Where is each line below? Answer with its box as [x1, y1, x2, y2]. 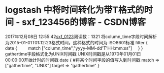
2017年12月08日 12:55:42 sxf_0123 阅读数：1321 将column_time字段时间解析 [5, 34, 157, 39]
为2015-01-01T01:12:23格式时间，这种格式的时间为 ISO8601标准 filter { [5, 39, 148, 45]
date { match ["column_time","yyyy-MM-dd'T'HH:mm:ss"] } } [5, 45, 143, 51]
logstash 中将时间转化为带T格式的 [5, 4, 144, 16]
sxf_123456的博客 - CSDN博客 [22, 17, 146, 28]
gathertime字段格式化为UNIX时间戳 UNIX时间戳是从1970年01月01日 [5, 51, 141, 56]
